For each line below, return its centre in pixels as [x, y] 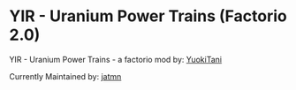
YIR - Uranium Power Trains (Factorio [148, 16]
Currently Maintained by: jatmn [65, 76]
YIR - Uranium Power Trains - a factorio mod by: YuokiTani [116, 59]
